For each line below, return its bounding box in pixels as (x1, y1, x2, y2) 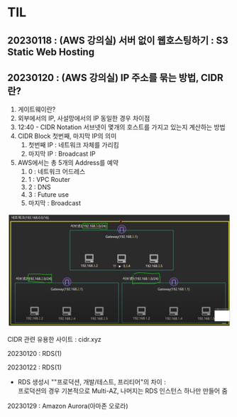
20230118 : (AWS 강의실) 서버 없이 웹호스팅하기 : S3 (7, 34, 228, 46)
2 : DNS (28, 183, 51, 192)
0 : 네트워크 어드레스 (28, 168, 86, 176)
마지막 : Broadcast (28, 199, 82, 207)
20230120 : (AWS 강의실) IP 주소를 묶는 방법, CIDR (7, 72, 224, 84)
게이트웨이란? (17, 105, 56, 114)
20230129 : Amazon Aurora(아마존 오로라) (7, 402, 129, 411)
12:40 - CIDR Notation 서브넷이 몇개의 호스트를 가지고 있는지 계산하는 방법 (17, 123, 226, 131)
